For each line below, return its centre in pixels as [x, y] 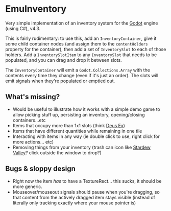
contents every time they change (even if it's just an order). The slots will [82, 75]
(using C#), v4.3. [23, 28]
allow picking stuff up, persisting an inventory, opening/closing [79, 114]
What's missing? [33, 97]
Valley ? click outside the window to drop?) [57, 153]
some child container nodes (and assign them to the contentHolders [77, 43]
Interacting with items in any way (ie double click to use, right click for [86, 136]
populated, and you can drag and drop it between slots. [64, 60]
